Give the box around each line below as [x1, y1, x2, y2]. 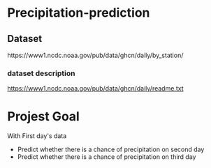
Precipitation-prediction [7, 5, 150, 21]
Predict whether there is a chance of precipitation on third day [17, 153, 196, 161]
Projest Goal [7, 109, 80, 125]
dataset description [7, 68, 75, 78]
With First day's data [7, 132, 67, 140]
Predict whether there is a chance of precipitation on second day [17, 145, 205, 154]
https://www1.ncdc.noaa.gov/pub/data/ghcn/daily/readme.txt [7, 84, 184, 93]
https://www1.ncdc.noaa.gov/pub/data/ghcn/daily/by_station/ [7, 51, 184, 59]
